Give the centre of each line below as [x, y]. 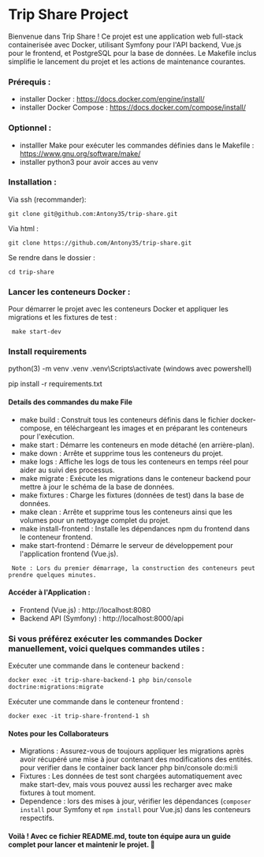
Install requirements [48, 352]
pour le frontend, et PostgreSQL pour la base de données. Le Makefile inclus [132, 53]
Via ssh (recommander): [47, 199]
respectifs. [37, 818]
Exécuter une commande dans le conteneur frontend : [96, 702]
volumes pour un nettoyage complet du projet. [95, 520]
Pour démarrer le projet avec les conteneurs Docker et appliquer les [118, 309]
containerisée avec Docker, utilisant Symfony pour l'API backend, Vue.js [125, 44]
